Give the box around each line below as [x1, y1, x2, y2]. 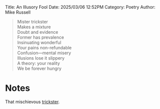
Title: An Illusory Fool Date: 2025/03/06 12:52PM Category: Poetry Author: [5, 4, 156, 10]
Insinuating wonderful [17, 40, 61, 45]
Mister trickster [17, 19, 48, 24]
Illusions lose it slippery [17, 55, 65, 61]
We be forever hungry [17, 65, 62, 71]
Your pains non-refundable [17, 45, 72, 50]
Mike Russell [5, 9, 31, 15]
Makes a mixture [17, 24, 51, 30]
